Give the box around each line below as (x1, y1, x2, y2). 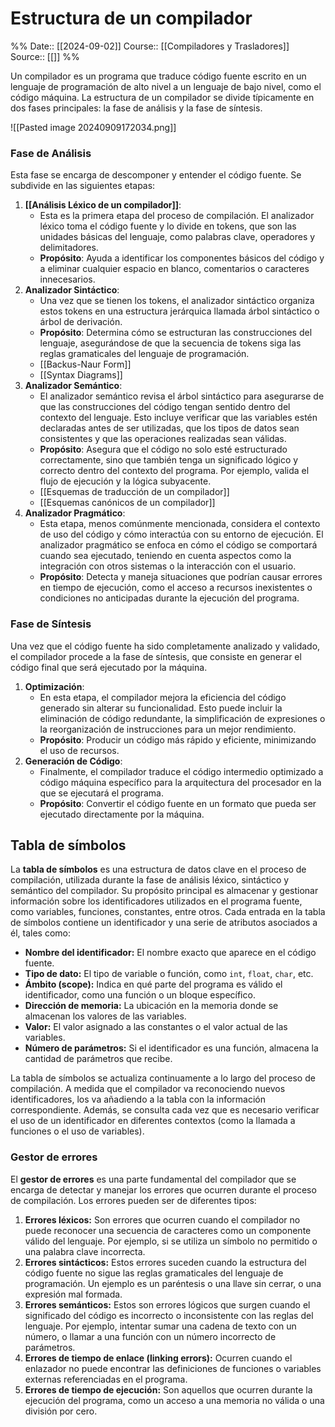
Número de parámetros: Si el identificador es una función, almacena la (24, 1042, 319, 1054)
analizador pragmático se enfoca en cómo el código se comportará (39, 539, 318, 551)
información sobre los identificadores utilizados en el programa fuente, (10, 895, 303, 907)
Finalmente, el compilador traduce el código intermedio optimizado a (39, 765, 324, 777)
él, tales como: (10, 927, 71, 939)
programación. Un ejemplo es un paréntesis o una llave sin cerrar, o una (24, 1277, 322, 1289)
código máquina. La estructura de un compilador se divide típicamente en (10, 91, 315, 103)
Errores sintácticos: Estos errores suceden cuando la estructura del (24, 1256, 307, 1268)
